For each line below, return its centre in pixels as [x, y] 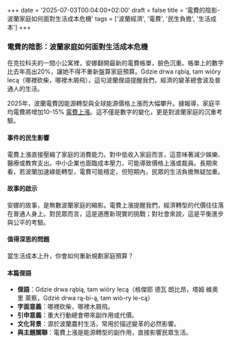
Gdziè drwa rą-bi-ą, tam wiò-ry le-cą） [98, 298]
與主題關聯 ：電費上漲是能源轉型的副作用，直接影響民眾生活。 [104, 333]
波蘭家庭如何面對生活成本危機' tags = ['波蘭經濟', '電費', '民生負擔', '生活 [109, 19]
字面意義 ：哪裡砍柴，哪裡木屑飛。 [65, 307]
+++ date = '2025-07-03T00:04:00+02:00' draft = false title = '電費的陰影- [114, 10]
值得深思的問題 [28, 239]
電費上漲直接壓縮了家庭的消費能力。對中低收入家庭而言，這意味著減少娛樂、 [115, 154]
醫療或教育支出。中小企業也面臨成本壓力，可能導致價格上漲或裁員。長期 [109, 163]
